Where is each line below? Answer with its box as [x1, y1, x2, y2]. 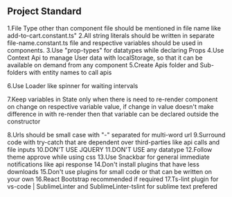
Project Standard [7, 6, 82, 17]
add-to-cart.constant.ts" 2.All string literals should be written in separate [7, 31, 215, 40]
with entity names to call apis [28, 68, 112, 76]
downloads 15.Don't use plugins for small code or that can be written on [7, 167, 213, 175]
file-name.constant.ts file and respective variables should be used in [7, 38, 203, 47]
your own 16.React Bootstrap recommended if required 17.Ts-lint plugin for [7, 175, 219, 183]
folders [7, 68, 28, 76]
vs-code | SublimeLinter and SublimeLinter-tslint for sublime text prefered [7, 182, 218, 190]
